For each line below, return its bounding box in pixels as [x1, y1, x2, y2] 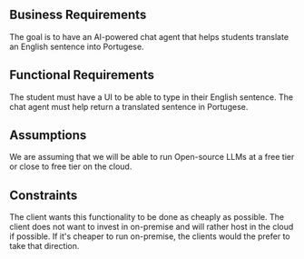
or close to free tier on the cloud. [9, 161, 132, 172]
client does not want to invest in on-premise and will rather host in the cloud [9, 222, 294, 233]
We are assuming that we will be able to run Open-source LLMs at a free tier [9, 152, 295, 163]
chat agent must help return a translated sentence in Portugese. [9, 101, 249, 112]
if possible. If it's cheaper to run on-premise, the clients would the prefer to [9, 231, 290, 242]
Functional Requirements [9, 67, 154, 83]
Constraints [9, 187, 78, 203]
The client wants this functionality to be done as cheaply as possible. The [9, 212, 284, 223]
